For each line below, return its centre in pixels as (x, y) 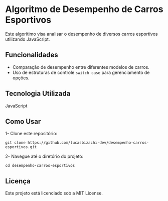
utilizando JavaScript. (28, 39)
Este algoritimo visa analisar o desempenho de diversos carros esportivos (81, 34)
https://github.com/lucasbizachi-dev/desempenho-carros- (88, 143)
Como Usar (23, 121)
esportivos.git (21, 147)
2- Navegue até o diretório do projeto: (44, 156)
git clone (16, 143)
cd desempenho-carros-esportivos (40, 166)
